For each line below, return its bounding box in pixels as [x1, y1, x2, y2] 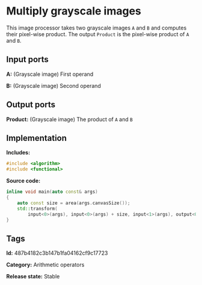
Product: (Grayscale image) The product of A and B [6, 116, 133, 123]
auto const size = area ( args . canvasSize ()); [17, 200, 130, 206]
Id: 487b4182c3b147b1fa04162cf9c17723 [6, 249, 108, 257]
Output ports [6, 99, 56, 110]
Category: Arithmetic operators [6, 261, 85, 269]
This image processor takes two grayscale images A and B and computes [6, 24, 187, 31]
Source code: [6, 177, 41, 184]
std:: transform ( [17, 205, 58, 211]
